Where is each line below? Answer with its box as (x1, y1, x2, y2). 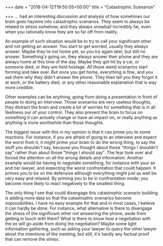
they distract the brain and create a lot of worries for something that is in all (5, 104, 156, 110)
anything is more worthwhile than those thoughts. (5, 120, 104, 125)
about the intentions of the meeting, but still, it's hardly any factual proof (5, 231, 149, 237)
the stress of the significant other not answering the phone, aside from (5, 211, 147, 216)
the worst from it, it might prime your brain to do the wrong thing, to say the (5, 139, 156, 145)
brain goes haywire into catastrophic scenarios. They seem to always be (5, 19, 150, 24)
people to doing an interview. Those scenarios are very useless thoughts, (5, 99, 152, 105)
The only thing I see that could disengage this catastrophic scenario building (5, 190, 158, 196)
